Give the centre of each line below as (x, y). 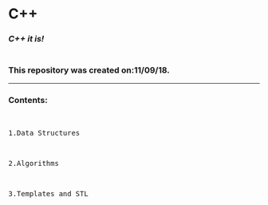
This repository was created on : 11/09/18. (89, 70)
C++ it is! (26, 39)
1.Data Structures (44, 133)
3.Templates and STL (49, 193)
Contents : (28, 101)
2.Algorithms (34, 163)
